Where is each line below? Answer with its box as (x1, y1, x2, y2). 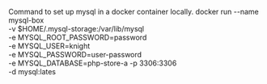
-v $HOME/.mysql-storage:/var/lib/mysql (8, 24, 145, 33)
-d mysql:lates (8, 67, 57, 76)
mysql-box (8, 15, 44, 25)
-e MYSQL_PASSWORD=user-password (8, 50, 142, 59)
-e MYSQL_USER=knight (8, 41, 91, 51)
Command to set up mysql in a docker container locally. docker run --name (8, 7, 259, 16)
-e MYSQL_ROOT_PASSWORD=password (8, 32, 147, 42)
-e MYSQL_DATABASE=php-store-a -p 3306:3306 (8, 58, 177, 68)
